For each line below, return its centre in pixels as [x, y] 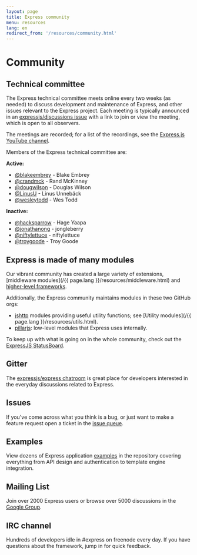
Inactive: [17, 211]
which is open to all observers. [43, 123]
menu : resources [26, 22]
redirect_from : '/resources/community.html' [61, 33]
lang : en [17, 28]
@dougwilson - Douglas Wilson [53, 187]
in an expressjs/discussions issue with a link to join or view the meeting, [93, 117]
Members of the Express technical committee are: [66, 152]
